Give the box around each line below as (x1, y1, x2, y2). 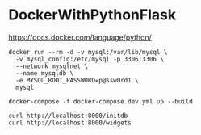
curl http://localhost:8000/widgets (8, 119, 132, 127)
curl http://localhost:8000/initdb (8, 112, 128, 120)
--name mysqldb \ (15, 69, 74, 78)
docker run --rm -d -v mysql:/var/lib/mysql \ (8, 48, 168, 56)
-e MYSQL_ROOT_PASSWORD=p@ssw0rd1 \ (15, 76, 139, 84)
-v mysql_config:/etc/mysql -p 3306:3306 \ (15, 55, 164, 63)
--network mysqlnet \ (15, 62, 89, 70)
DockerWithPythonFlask (8, 6, 176, 24)
